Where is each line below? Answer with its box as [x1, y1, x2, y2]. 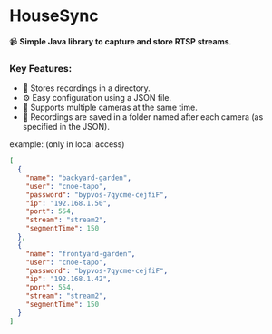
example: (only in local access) [9, 139, 125, 150]
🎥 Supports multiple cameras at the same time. [22, 102, 198, 113]
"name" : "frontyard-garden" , [25, 249, 136, 259]
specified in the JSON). [22, 122, 111, 133]
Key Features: [9, 62, 73, 74]
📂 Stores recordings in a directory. [22, 83, 151, 93]
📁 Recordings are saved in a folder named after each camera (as [22, 112, 264, 123]
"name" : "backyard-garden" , [25, 173, 131, 182]
